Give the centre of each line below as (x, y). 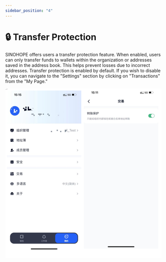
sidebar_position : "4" (29, 11)
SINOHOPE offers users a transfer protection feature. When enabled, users (83, 54)
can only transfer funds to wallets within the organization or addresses (79, 60)
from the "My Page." (26, 81)
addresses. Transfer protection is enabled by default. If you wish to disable (83, 70)
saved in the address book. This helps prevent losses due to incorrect (78, 65)
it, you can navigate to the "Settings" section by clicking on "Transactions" (83, 76)
